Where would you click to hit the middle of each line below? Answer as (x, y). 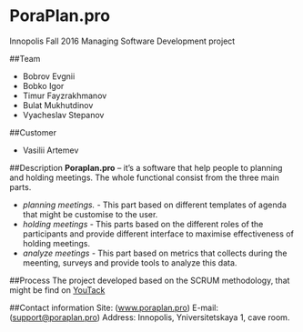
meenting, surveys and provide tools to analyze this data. (130, 262)
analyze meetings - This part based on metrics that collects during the (155, 253)
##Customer (33, 132)
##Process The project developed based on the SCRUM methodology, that (150, 280)
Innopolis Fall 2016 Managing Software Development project (122, 41)
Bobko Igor (43, 86)
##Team (25, 58)
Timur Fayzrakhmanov (65, 96)
